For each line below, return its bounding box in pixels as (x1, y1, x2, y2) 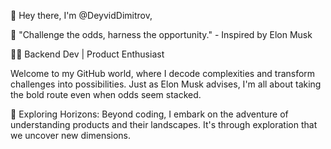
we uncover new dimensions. (10, 130, 132, 141)
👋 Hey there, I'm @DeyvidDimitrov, (10, 10, 153, 21)
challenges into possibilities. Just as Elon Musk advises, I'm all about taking (10, 78, 322, 90)
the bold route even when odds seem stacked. (10, 89, 202, 100)
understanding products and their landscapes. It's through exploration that (10, 119, 318, 130)
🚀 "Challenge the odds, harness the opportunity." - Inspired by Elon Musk (10, 29, 313, 40)
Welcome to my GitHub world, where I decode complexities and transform (10, 68, 316, 79)
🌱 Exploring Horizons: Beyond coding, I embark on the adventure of (10, 108, 289, 120)
